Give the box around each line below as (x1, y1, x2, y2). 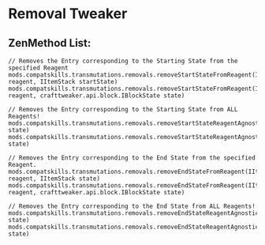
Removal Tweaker (8, 5, 128, 23)
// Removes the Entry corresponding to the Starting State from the (8, 57, 238, 65)
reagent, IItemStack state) (8, 175, 101, 183)
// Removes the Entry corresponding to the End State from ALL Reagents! (8, 202, 256, 210)
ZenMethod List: (8, 36, 91, 50)
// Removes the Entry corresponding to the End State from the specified (8, 154, 256, 162)
